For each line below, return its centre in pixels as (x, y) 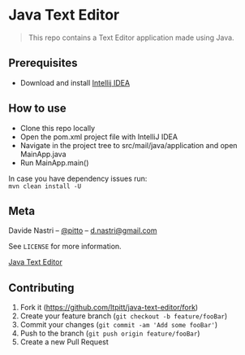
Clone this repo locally (58, 128)
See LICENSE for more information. (65, 247)
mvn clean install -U (45, 186)
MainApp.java (43, 154)
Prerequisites (43, 63)
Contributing (41, 288)
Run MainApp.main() (54, 162)
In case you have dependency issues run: (78, 178)
